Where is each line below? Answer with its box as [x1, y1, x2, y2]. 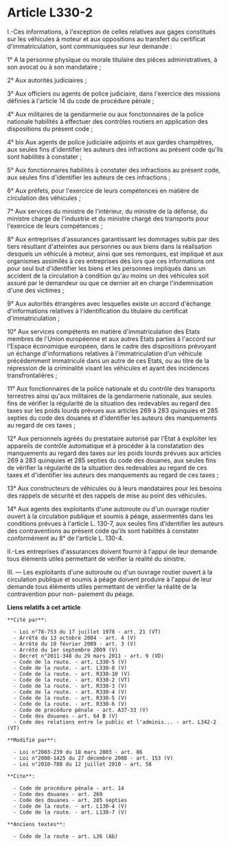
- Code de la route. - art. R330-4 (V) [13, 689, 128, 695]
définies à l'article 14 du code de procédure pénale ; [7, 96, 154, 104]
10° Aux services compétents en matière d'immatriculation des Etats [7, 327, 200, 335]
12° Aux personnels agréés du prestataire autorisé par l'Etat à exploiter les [7, 434, 217, 443]
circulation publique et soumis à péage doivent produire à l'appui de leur [7, 575, 212, 583]
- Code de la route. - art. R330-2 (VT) [13, 676, 130, 683]
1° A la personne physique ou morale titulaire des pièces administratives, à [7, 55, 218, 63]
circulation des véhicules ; [7, 194, 81, 202]
